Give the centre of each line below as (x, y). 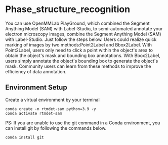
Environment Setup (36, 88)
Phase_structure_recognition (68, 9)
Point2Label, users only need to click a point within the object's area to (79, 50)
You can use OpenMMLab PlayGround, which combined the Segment (77, 23)
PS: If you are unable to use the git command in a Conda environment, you (83, 123)
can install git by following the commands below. (56, 128)
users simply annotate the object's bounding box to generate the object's (82, 61)
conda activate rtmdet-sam (34, 113)
